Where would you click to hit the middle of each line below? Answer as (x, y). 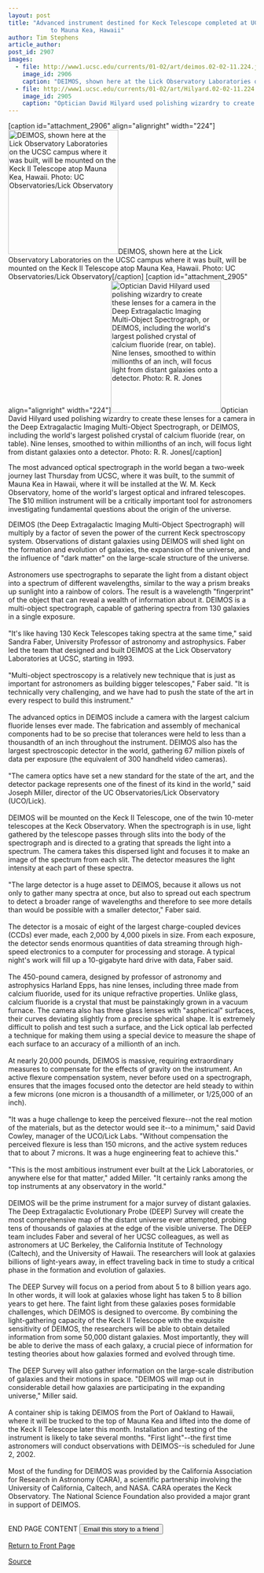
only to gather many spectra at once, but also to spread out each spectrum (130, 893)
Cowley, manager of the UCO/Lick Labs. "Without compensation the (118, 1136)
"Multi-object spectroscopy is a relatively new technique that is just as (122, 676)
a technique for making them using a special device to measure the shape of (132, 1036)
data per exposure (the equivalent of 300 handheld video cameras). (118, 759)
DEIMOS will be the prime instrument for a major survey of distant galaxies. (130, 1203)
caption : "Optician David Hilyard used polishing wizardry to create (139, 103)
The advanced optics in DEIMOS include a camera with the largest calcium (129, 718)
